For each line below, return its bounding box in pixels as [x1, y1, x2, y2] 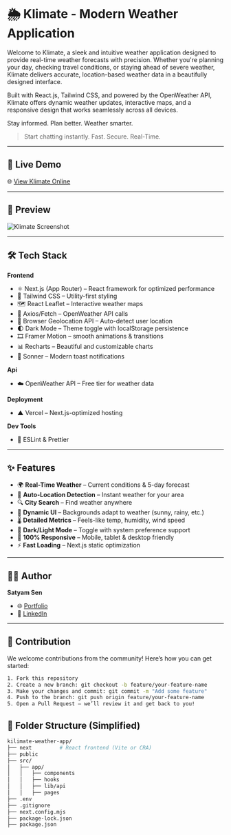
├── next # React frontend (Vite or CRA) [7, 744, 153, 751]
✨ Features [7, 462, 56, 474]
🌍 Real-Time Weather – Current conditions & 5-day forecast [16, 481, 190, 489]
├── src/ [7, 757, 32, 764]
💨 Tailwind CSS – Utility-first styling [16, 292, 118, 301]
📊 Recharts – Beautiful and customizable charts [16, 343, 153, 351]
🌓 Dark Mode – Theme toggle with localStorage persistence [16, 324, 189, 332]
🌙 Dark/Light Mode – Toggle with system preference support [16, 526, 190, 534]
